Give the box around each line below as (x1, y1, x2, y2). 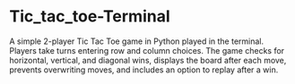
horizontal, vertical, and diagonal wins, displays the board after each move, (9, 55, 287, 65)
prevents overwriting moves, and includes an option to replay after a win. (9, 64, 279, 75)
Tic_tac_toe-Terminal (9, 6, 170, 27)
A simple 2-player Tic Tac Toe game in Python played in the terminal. (9, 36, 265, 46)
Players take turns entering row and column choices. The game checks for (9, 45, 285, 55)
